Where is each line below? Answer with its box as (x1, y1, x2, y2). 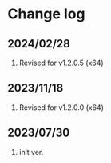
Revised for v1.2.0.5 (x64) (18, 58, 105, 67)
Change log (7, 5, 85, 23)
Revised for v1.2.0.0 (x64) (18, 102, 105, 112)
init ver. (18, 147, 44, 157)
